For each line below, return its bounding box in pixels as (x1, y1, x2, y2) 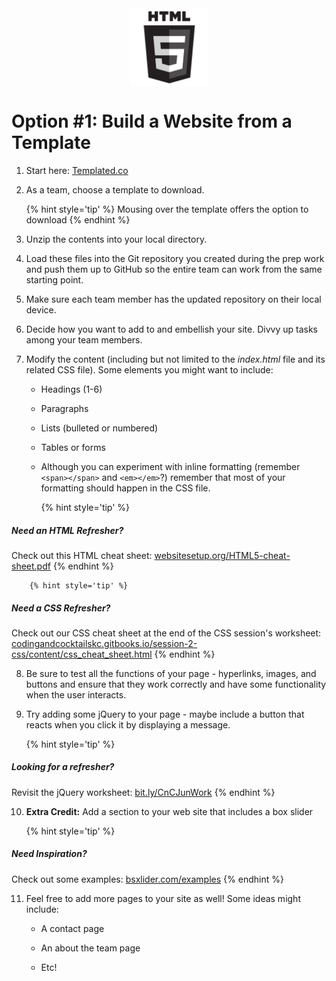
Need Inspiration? (11, 848, 88, 860)
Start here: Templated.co (25, 164, 129, 176)
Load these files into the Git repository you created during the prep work (25, 252, 325, 264)
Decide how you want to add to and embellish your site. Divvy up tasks (25, 323, 318, 335)
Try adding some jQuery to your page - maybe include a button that (25, 708, 305, 720)
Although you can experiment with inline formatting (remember (40, 460, 301, 472)
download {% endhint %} (25, 213, 131, 226)
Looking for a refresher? (11, 761, 115, 773)
